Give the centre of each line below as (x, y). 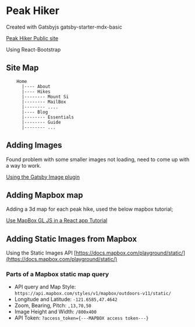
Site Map (22, 68)
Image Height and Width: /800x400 (56, 312)
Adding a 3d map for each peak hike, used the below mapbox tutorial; (90, 209)
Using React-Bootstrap (33, 49)
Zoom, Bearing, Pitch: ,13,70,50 (53, 305)
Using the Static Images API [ (41, 253)
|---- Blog (35, 112)
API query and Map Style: (45, 287)
